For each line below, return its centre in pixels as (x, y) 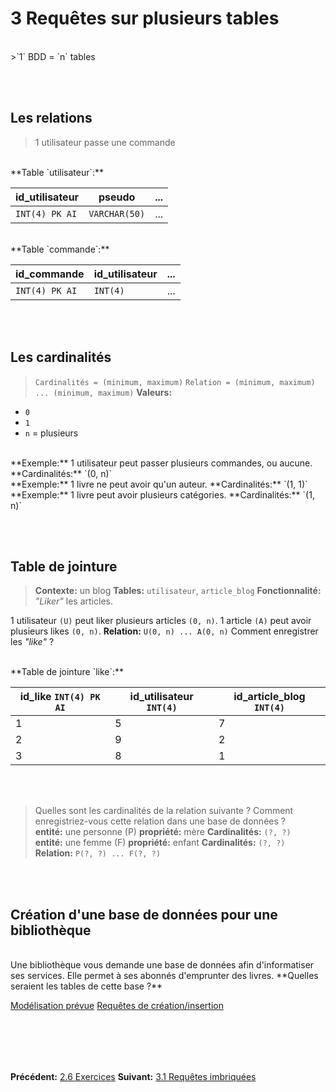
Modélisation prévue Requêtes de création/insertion (117, 1006)
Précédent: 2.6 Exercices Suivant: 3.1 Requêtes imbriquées (133, 1076)
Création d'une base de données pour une (144, 914)
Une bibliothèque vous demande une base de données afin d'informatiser (162, 965)
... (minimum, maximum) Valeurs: (103, 392)
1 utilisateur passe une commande (105, 142)
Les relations (51, 118)
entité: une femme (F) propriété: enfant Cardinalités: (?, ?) (160, 843)
